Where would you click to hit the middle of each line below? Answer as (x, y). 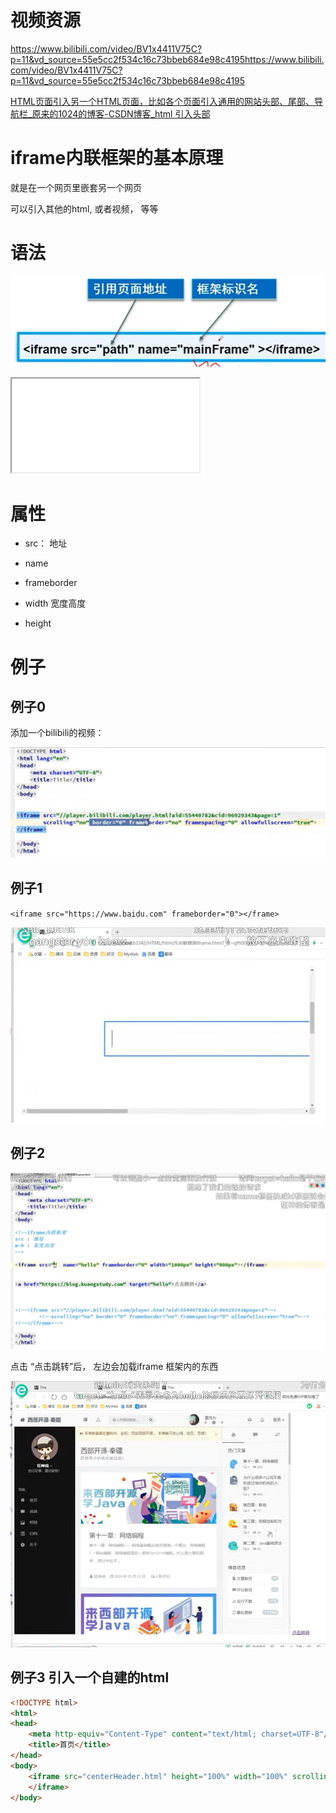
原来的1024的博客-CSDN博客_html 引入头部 (121, 113)
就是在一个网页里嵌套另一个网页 (76, 187)
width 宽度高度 (55, 603)
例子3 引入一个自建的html (90, 1677)
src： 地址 (46, 543)
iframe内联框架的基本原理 (117, 158)
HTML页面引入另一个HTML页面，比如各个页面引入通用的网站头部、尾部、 (162, 101)
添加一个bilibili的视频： (57, 733)
